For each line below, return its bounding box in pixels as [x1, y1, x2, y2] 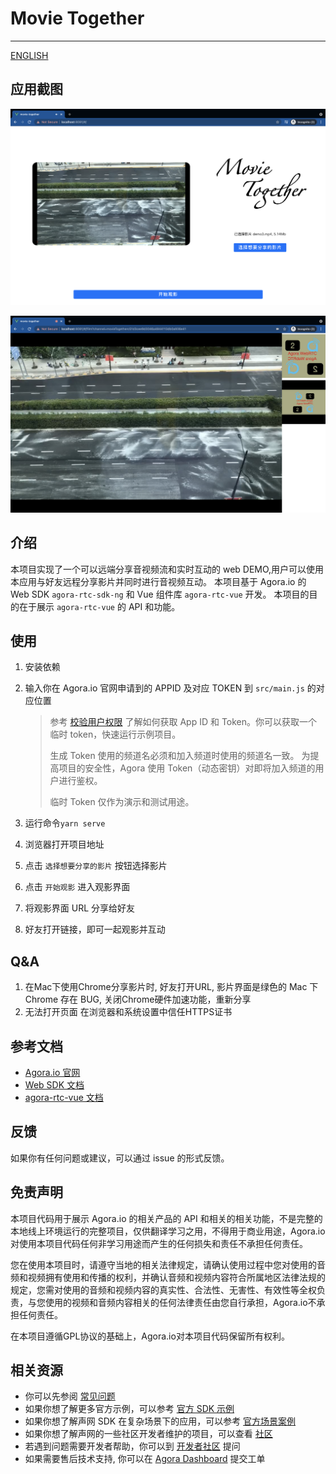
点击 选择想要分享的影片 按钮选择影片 [24, 860, 168, 872]
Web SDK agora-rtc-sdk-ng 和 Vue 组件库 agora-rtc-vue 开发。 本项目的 [10, 588, 310, 600]
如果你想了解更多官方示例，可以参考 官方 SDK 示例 [24, 1403, 235, 1415]
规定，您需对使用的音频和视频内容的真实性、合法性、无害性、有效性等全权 [10, 1283, 317, 1296]
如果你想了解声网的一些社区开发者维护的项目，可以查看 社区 [24, 1428, 273, 1440]
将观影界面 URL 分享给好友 [24, 902, 136, 914]
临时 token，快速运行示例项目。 [49, 728, 182, 741]
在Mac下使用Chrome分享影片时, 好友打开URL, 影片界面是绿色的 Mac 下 [24, 981, 319, 993]
